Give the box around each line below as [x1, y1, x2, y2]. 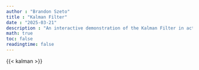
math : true [6, 31, 33, 36]
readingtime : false [6, 42, 54, 48]
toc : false [6, 36, 33, 42]
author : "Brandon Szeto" [6, 8, 70, 15]
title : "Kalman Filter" [6, 14, 68, 20]
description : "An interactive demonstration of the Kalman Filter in [6, 25, 184, 31]
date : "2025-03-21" [6, 19, 57, 25]
